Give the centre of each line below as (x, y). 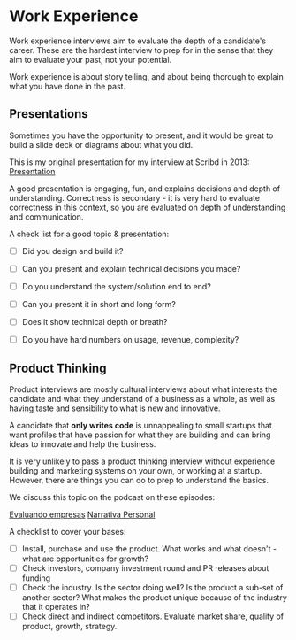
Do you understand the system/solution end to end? (117, 286)
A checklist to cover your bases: (68, 531)
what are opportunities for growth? (85, 559)
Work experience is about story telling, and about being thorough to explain (147, 76)
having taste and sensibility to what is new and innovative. (115, 408)
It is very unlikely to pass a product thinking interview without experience (142, 461)
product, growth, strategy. (69, 627)
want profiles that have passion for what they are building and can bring (140, 435)
